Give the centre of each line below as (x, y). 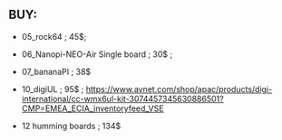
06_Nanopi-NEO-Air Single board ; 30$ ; (97, 54)
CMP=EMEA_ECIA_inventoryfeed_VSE (92, 108)
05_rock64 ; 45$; (54, 36)
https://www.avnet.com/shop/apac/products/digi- (179, 89)
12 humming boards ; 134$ (71, 126)
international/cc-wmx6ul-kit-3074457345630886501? (122, 98)
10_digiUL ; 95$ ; (53, 89)
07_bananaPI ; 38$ (56, 71)
